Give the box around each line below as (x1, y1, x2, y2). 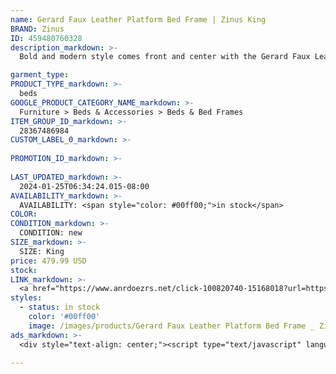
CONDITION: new (19, 228, 83, 238)
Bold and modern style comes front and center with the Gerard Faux (19, 52, 311, 62)
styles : (10, 293, 43, 303)
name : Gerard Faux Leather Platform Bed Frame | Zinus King (10, 14, 267, 25)
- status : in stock (19, 302, 101, 313)
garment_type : (10, 70, 70, 80)
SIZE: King (19, 246, 65, 256)
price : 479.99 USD (10, 256, 87, 266)
